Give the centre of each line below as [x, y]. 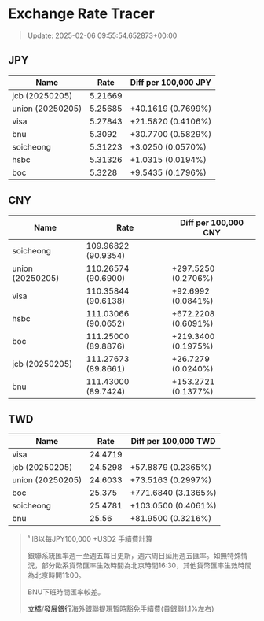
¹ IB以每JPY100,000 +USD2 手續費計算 [90, 539]
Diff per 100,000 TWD [173, 442]
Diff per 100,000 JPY [171, 82]
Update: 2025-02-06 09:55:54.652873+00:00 [102, 35]
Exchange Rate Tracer [82, 14]
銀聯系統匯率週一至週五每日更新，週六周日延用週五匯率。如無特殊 [134, 556]
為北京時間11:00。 [56, 575]
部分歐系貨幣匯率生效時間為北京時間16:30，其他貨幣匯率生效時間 [147, 566]
